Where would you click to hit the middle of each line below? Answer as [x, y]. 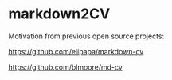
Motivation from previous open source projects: [86, 36]
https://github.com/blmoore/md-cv [66, 67]
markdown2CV [59, 14]
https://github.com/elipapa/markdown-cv [76, 51]
